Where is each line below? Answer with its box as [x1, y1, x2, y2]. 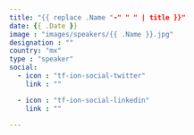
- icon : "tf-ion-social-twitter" [17, 72, 146, 80]
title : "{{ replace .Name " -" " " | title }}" [9, 13, 186, 22]
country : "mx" [9, 46, 63, 55]
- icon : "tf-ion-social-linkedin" [17, 96, 150, 105]
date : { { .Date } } [9, 21, 78, 30]
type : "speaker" [9, 55, 74, 63]
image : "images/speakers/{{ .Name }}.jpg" [9, 30, 174, 38]
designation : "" [9, 38, 74, 47]
